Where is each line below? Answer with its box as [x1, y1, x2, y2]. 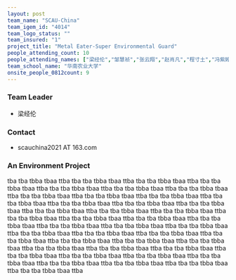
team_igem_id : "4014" [7, 23, 71, 30]
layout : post [7, 10, 46, 18]
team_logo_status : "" [7, 30, 71, 37]
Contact [7, 127, 36, 137]
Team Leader [7, 92, 53, 102]
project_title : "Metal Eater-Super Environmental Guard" [7, 43, 178, 50]
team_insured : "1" [7, 37, 61, 44]
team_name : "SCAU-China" [7, 17, 80, 24]
